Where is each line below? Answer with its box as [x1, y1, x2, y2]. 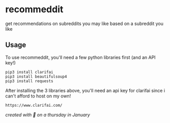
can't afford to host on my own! [5, 93, 71, 99]
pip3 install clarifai [5, 69, 53, 75]
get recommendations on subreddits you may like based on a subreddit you [5, 20, 164, 27]
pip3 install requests [5, 78, 53, 84]
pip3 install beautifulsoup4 [5, 74, 67, 79]
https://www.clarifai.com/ [5, 103, 63, 108]
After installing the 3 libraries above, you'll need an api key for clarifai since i [5, 87, 165, 93]
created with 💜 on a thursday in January [5, 111, 90, 118]
